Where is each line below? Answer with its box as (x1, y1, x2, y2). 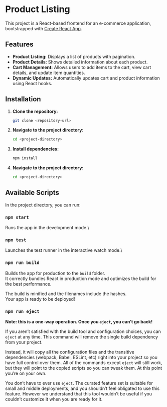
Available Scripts (5, 188, 59, 197)
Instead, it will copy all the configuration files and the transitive (5, 349, 134, 355)
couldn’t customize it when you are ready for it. (5, 396, 103, 402)
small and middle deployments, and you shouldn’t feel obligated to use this (5, 385, 159, 391)
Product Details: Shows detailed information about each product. (12, 59, 148, 65)
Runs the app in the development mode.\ (5, 225, 89, 231)
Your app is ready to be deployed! (5, 296, 75, 302)
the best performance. (5, 281, 52, 287)
